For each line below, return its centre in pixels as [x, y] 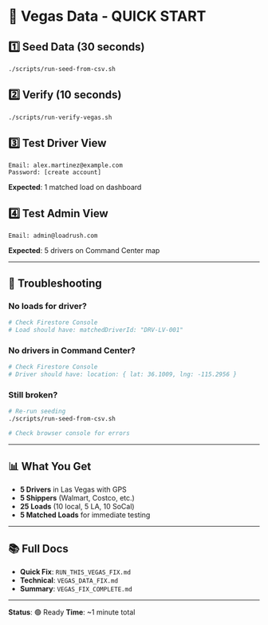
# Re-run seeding [37, 411]
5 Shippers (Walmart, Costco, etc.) [77, 498]
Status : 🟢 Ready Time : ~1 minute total [72, 612]
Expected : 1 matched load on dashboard [75, 188]
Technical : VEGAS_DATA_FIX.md [69, 580]
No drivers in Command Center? [72, 350]
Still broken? [33, 394]
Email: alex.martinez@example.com [66, 166]
